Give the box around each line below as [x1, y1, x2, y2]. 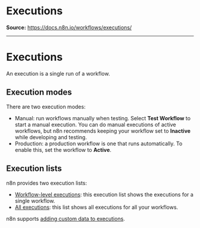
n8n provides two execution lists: [6, 179, 87, 186]
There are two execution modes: [6, 103, 86, 110]
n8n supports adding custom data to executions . [6, 215, 125, 222]
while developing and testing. [14, 133, 87, 140]
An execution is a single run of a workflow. [6, 70, 110, 77]
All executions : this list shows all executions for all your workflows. [14, 204, 179, 211]
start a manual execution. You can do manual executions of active [14, 121, 177, 128]
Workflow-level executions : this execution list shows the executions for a [14, 190, 193, 198]
